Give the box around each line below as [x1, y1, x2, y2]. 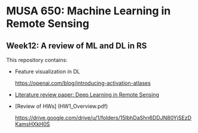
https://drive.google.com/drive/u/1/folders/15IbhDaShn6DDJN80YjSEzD [14, 115, 192, 121]
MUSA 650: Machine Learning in [6, 4, 171, 18]
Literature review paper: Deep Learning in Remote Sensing [14, 91, 160, 98]
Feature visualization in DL [14, 68, 81, 75]
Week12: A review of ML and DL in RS [6, 41, 147, 51]
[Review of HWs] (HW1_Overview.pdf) [14, 103, 108, 110]
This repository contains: [6, 57, 68, 63]
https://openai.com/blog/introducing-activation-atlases [14, 79, 151, 86]
